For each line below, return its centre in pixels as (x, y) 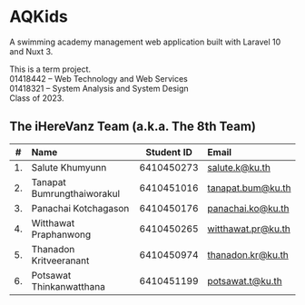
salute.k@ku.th (239, 167)
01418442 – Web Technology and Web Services (98, 78)
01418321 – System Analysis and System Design (99, 88)
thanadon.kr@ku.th (248, 254)
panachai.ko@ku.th (248, 208)
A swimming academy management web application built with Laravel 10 (145, 42)
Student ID (168, 152)
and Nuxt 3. (31, 51)
